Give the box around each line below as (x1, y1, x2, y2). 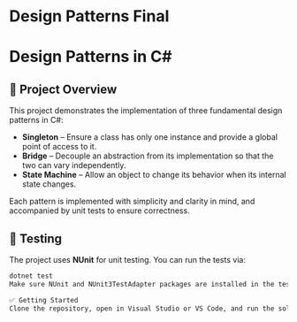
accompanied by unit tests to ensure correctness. (9, 205, 190, 216)
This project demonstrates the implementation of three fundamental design (9, 105, 283, 116)
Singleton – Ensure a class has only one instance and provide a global (21, 132, 278, 142)
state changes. (21, 179, 77, 189)
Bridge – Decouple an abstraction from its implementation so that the (21, 150, 274, 161)
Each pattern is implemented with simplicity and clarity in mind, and (9, 196, 255, 207)
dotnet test (9, 272, 53, 280)
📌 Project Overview (9, 81, 118, 96)
